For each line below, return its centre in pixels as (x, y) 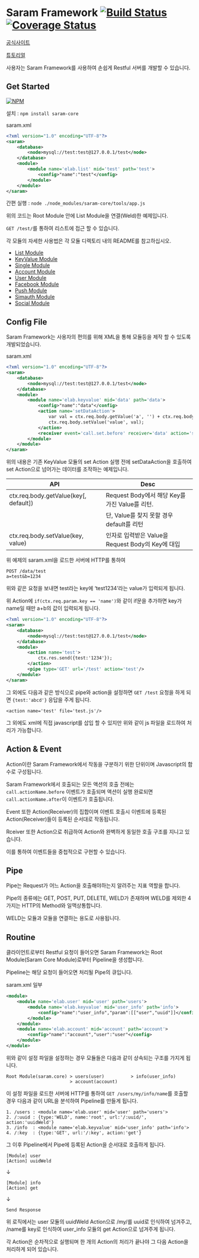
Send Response (24, 1210)
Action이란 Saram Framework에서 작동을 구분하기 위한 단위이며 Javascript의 (96, 764)
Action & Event (34, 749)
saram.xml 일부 (24, 985)
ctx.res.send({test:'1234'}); (75, 658)
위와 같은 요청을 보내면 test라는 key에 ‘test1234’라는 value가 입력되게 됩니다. (96, 588)
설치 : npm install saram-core (42, 113)
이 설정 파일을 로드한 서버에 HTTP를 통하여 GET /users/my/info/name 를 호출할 (97, 1093)
